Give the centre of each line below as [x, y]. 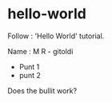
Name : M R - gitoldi [40, 51]
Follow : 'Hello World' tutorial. [56, 36]
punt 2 [30, 75]
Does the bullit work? [42, 90]
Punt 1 [29, 67]
